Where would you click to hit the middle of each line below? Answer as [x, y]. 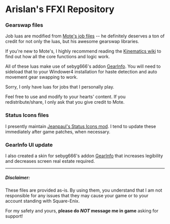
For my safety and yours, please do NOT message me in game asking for [82, 211]
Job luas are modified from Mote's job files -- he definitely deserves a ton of [85, 36]
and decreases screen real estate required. [50, 161]
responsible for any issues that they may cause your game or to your [77, 196]
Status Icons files [27, 115]
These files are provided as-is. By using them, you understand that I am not [84, 190]
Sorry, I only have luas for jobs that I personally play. [60, 87]
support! [14, 216]
